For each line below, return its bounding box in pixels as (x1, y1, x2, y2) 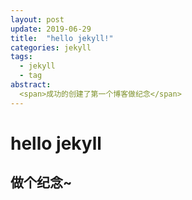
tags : (10, 52, 33, 62)
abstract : (10, 80, 52, 90)
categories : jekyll (10, 42, 92, 53)
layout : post (10, 14, 65, 25)
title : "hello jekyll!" (10, 33, 114, 43)
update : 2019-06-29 (10, 24, 92, 34)
